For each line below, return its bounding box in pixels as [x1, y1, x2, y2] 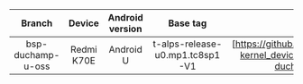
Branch [21, 17, 53, 29]
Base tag [168, 17, 207, 29]
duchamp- [14, 49, 60, 61]
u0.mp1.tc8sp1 [154, 49, 221, 61]
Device [69, 17, 99, 29]
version [108, 22, 142, 35]
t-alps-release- [152, 38, 223, 50]
